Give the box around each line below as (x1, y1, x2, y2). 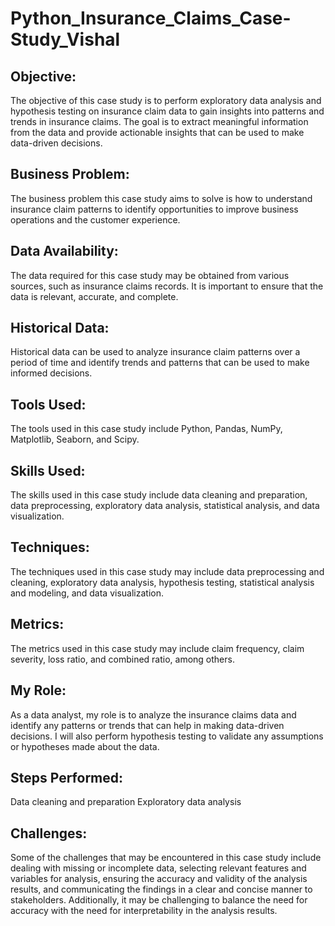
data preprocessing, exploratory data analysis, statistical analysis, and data (10, 500, 320, 512)
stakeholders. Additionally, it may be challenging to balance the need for (10, 894, 308, 906)
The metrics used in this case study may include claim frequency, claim (10, 642, 305, 654)
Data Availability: (10, 243, 119, 260)
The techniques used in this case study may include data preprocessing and (10, 565, 325, 577)
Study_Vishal (10, 28, 121, 51)
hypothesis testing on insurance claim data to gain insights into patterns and (10, 105, 325, 117)
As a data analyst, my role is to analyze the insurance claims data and (10, 708, 297, 721)
